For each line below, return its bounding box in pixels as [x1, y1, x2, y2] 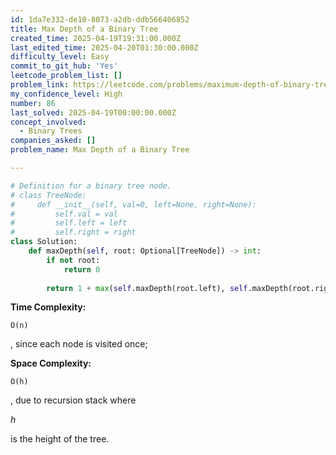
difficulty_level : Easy [10, 52, 110, 62]
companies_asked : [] [10, 136, 97, 146]
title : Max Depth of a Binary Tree [10, 24, 159, 34]
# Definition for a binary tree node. [10, 181, 172, 191]
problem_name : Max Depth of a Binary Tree [10, 145, 190, 155]
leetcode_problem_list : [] [10, 71, 123, 81]
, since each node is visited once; [10, 338, 148, 350]
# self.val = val [10, 209, 118, 219]
